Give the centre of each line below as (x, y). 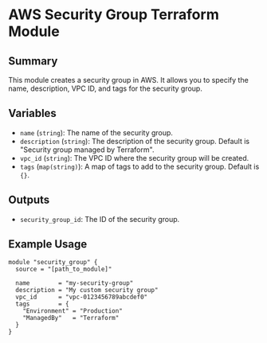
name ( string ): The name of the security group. (96, 132)
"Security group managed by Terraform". (87, 150)
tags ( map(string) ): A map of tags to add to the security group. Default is (139, 166)
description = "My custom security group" (87, 290)
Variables (33, 113)
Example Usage (48, 244)
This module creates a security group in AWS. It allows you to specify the (128, 80)
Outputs (29, 200)
